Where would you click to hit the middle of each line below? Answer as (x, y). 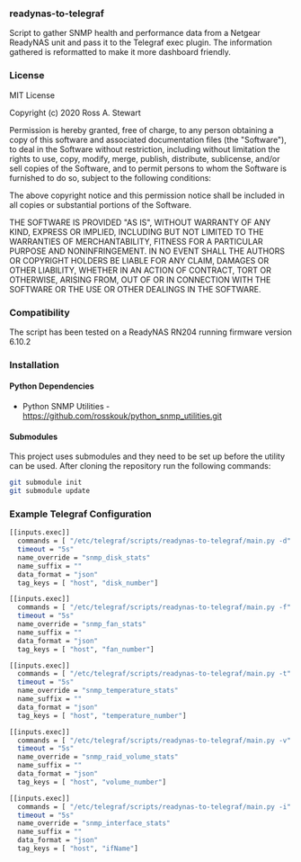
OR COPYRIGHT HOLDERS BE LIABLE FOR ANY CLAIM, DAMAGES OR (139, 260)
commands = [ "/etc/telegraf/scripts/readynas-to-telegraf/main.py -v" (155, 741)
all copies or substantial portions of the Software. (100, 204)
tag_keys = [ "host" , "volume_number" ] (92, 782)
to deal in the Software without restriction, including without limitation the (145, 149)
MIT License (32, 95)
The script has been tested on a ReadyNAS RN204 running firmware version (150, 332)
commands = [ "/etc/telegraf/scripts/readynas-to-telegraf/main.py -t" (155, 674)
